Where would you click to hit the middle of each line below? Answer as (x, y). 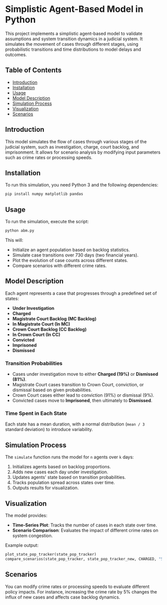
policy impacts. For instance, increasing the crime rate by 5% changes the (81, 592)
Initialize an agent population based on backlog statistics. (71, 250)
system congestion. (33, 535)
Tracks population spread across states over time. (64, 483)
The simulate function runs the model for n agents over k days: (70, 457)
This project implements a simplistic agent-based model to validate (74, 33)
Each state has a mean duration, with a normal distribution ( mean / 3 (75, 424)
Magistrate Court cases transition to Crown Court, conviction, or (78, 385)
